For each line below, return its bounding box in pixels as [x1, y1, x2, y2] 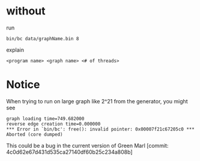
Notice [6, 78, 40, 91]
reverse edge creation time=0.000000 [6, 121, 101, 127]
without [6, 4, 46, 18]
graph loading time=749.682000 [6, 115, 85, 121]
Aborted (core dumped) [6, 131, 63, 138]
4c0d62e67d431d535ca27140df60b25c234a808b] [6, 148, 133, 156]
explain [6, 46, 24, 53]
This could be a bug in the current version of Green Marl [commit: [6, 142, 169, 149]
